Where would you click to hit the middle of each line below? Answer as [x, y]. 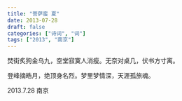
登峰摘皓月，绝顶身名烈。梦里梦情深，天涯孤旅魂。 [81, 76]
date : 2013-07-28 [33, 20]
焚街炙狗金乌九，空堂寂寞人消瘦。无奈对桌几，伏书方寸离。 [93, 61]
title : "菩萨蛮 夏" [34, 14]
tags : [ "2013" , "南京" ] [41, 40]
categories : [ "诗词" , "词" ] [47, 33]
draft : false [26, 27]
